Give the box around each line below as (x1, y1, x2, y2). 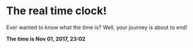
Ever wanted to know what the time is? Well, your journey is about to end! (6, 24, 188, 31)
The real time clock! (6, 4, 107, 18)
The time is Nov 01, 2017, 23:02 (6, 35, 86, 42)
